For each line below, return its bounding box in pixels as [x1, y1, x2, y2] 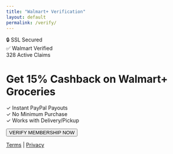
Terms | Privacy [6, 142, 44, 149]
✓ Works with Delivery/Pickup [6, 117, 80, 124]
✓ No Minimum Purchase [6, 111, 68, 118]
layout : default [6, 14, 46, 20]
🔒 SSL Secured [6, 36, 43, 43]
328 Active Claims [6, 52, 51, 59]
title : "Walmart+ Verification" [6, 8, 86, 15]
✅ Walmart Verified [6, 45, 53, 52]
